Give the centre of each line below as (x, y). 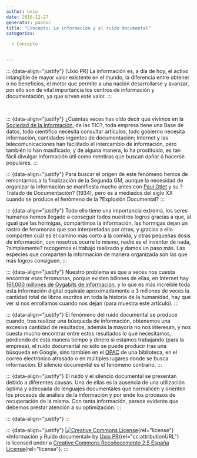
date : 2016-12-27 (27, 17)
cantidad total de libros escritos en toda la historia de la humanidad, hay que (98, 297)
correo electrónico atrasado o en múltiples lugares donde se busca (87, 359)
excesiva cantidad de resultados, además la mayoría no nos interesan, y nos (98, 327)
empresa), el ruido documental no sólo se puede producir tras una (86, 346)
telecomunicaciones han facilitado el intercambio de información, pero (91, 144)
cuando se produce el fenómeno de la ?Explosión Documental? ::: (86, 199)
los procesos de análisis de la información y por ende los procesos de (91, 395)
